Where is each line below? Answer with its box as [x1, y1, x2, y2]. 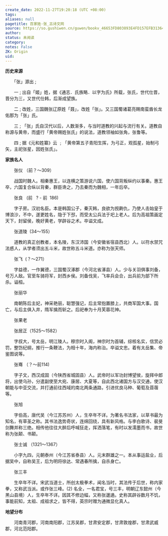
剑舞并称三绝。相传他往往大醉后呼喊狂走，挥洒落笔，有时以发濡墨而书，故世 [5, 425, 163, 431]
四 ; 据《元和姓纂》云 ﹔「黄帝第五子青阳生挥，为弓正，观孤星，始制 [13, 140, 155, 146]
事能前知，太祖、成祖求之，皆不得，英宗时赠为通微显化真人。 [5, 498, 132, 505]
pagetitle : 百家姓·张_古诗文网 [5, 21, 64, 26]
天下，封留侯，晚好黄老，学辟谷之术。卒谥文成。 [5, 218, 106, 224]
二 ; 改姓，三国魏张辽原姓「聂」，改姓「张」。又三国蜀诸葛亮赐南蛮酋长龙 [13, 106, 162, 112]
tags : [5, 12, 16, 17]
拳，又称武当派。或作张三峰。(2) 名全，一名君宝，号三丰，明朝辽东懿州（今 [5, 486, 161, 492]
